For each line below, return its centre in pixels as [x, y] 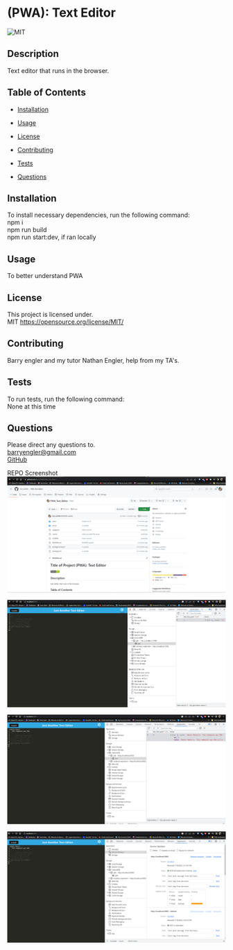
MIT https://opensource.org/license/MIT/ [66, 322]
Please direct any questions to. [51, 445]
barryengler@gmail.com [42, 452]
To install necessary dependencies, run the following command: [98, 215]
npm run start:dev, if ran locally [52, 237]
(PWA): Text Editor [62, 13]
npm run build [27, 230]
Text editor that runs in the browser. [58, 70]
